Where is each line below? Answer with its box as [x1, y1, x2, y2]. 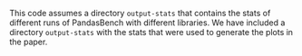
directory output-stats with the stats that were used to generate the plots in [9, 27, 293, 37]
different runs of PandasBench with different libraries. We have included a [9, 17, 286, 28]
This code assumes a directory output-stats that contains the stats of [9, 8, 271, 18]
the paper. [9, 36, 48, 47]
